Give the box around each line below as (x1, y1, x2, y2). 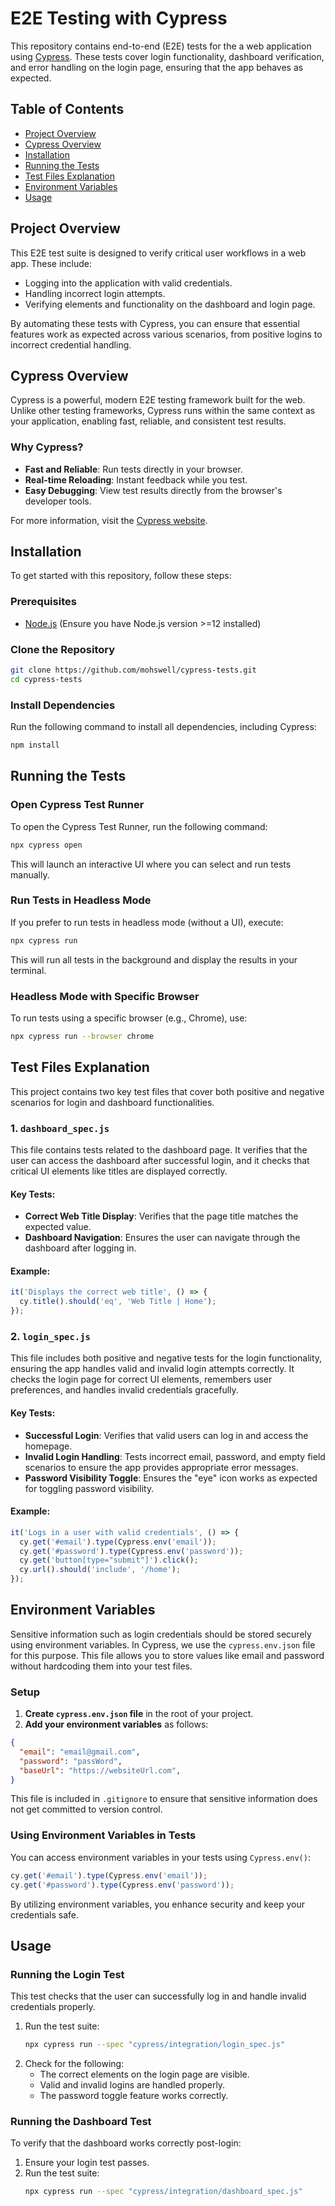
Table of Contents (10, 101, 125, 118)
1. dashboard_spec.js (10, 1121, 110, 1135)
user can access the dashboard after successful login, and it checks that (10, 1155, 310, 1167)
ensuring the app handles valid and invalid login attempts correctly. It (10, 1363, 295, 1375)
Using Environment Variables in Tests (10, 1828, 197, 1842)
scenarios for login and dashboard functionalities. (10, 1096, 215, 1108)
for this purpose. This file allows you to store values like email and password (10, 1649, 325, 1661)
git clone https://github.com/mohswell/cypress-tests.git (10, 665, 257, 676)
